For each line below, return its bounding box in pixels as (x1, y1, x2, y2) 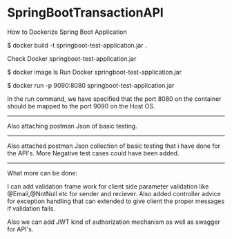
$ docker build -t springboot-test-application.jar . (7, 41, 147, 49)
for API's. (7, 224, 34, 233)
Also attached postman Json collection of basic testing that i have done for (7, 142, 221, 150)
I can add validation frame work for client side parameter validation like (7, 182, 209, 191)
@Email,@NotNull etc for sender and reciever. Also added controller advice (7, 189, 221, 198)
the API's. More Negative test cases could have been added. (7, 149, 180, 157)
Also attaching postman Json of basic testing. (7, 122, 138, 130)
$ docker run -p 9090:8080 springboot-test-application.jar (7, 81, 175, 89)
